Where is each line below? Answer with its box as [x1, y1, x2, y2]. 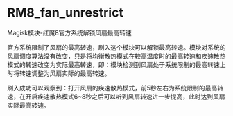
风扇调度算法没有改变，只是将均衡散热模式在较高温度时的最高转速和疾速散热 [7, 52, 226, 60]
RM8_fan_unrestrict [7, 5, 123, 21]
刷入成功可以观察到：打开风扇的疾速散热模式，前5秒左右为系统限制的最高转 [7, 84, 224, 92]
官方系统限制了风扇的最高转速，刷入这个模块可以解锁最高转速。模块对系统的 [7, 43, 226, 51]
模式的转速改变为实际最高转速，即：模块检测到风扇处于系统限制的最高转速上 [7, 60, 226, 68]
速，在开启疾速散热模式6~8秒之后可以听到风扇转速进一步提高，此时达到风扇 [7, 92, 225, 101]
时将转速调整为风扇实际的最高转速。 [7, 69, 111, 77]
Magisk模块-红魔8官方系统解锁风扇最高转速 [7, 28, 132, 37]
